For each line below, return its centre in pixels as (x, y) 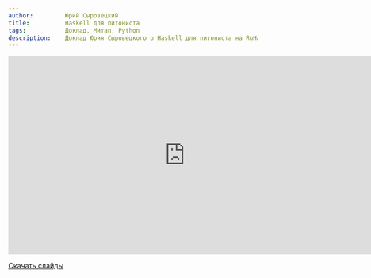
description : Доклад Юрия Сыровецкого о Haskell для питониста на (126, 38)
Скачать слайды (36, 266)
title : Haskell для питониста (74, 23)
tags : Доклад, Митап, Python (74, 30)
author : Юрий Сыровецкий (63, 15)
